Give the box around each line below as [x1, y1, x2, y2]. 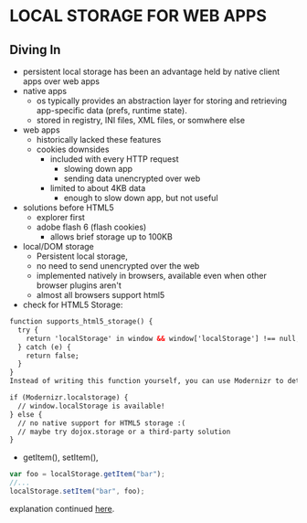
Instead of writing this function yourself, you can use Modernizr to [9, 377, 284, 386]
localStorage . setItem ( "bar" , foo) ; [9, 486, 145, 496]
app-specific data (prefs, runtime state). [36, 105, 187, 115]
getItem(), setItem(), [22, 452, 99, 463]
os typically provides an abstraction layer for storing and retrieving [36, 95, 288, 106]
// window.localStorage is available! [17, 401, 166, 411]
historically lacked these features [36, 134, 162, 144]
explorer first [36, 212, 85, 222]
